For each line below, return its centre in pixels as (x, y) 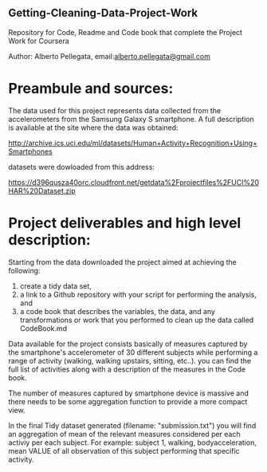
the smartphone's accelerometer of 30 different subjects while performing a (133, 352)
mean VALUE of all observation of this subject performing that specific (124, 450)
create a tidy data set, (55, 285)
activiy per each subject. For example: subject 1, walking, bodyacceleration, (132, 442)
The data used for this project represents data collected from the (115, 110)
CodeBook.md (43, 328)
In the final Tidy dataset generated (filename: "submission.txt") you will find (132, 425)
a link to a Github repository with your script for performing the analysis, (138, 294)
